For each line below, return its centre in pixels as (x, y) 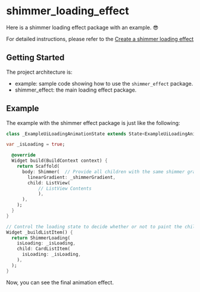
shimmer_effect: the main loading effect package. (76, 90)
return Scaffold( (38, 167)
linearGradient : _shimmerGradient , (72, 177)
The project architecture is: (39, 72)
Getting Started (35, 58)
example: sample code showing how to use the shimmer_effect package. (104, 83)
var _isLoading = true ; (36, 145)
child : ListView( (49, 183)
